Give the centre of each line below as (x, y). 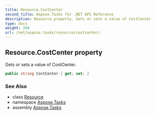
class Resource (28, 97)
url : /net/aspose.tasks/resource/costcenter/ (53, 33)
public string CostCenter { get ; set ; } (47, 74)
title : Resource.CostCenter (34, 10)
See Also (16, 86)
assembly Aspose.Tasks (37, 107)
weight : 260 (17, 28)
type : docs (16, 23)
